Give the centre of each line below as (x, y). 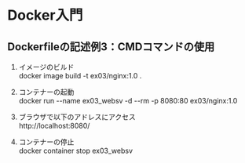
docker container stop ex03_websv (75, 150)
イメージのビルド (46, 67)
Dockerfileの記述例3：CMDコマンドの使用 (111, 47)
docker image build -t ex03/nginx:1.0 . (80, 76)
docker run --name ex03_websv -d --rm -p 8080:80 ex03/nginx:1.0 (128, 101)
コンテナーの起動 (46, 92)
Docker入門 (45, 15)
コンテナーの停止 (46, 142)
